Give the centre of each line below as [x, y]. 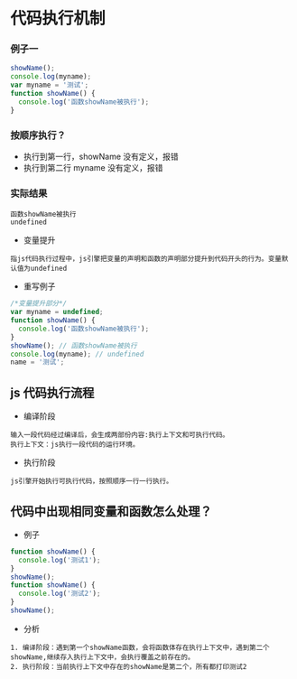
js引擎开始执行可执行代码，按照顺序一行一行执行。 [92, 481]
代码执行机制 [58, 19]
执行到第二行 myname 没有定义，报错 [93, 168]
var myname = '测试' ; [50, 85]
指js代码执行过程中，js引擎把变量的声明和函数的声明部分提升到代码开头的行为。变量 [146, 259]
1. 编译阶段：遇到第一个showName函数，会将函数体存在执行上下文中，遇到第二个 [140, 647]
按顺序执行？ [38, 135]
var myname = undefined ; [57, 312]
